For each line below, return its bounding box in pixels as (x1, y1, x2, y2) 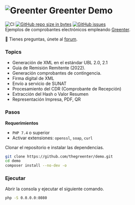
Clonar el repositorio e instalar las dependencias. (5, 144, 104, 150)
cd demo (5, 159, 21, 164)
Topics (5, 48, 22, 55)
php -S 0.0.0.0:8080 (5, 196, 48, 201)
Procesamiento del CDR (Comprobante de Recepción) (12, 86, 122, 92)
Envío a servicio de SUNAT (12, 81, 67, 86)
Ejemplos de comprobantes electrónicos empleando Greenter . (5, 26, 131, 32)
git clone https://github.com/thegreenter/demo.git (5, 154, 113, 159)
